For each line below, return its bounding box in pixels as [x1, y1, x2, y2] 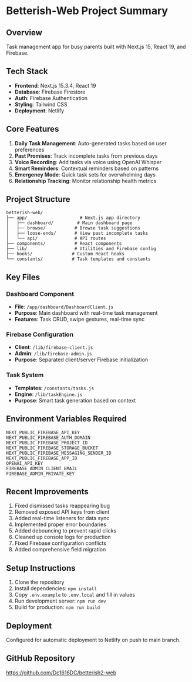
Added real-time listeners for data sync [14, 515, 110, 522]
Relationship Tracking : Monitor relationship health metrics [14, 177, 157, 184]
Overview [6, 28, 43, 38]
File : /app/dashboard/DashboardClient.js [14, 303, 114, 310]
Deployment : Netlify [14, 107, 65, 114]
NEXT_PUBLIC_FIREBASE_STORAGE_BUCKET [6, 445, 99, 451]
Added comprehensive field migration [14, 546, 106, 553]
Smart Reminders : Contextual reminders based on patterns [14, 165, 159, 172]
